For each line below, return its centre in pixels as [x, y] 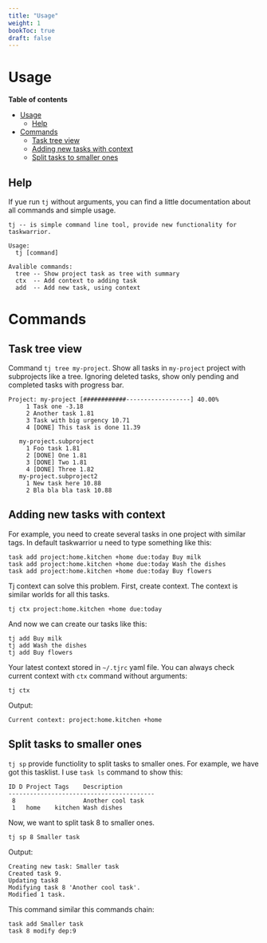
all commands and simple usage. [62, 210]
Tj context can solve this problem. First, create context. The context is [123, 586]
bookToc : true [32, 30]
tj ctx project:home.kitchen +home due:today [85, 609]
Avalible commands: [41, 267]
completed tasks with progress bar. [66, 385]
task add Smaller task [46, 924]
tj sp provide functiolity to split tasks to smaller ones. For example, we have [133, 763]
